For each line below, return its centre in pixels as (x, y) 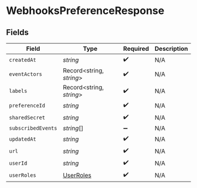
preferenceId (27, 105)
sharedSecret (27, 117)
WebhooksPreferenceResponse (85, 11)
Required (136, 49)
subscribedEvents (33, 128)
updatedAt (23, 139)
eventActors (26, 74)
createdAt (23, 60)
